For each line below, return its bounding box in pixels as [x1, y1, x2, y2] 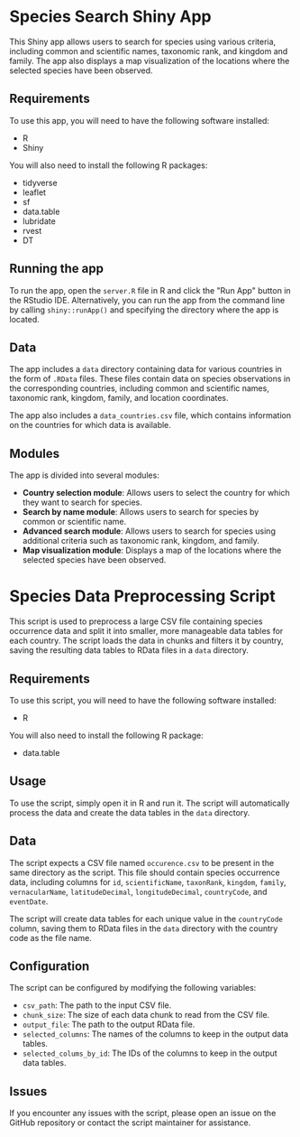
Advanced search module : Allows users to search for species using [22, 526, 277, 536]
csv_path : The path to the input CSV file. [22, 1000, 172, 1011]
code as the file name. [9, 932, 92, 943]
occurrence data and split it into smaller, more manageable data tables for [9, 626, 284, 637]
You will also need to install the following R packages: [9, 160, 208, 171]
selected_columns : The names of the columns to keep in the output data [22, 1029, 289, 1039]
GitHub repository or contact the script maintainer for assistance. [9, 1117, 251, 1128]
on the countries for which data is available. [9, 420, 171, 431]
